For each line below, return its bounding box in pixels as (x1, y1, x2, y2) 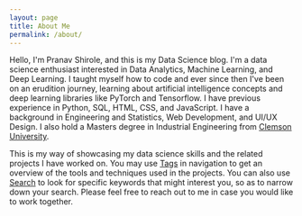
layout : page (9, 13, 59, 22)
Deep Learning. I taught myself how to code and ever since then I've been (9, 74, 285, 85)
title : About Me (9, 22, 70, 31)
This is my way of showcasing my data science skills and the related (9, 148, 263, 159)
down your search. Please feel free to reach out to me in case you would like (9, 186, 294, 198)
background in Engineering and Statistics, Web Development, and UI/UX (9, 112, 278, 122)
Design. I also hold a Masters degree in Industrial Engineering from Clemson (9, 121, 292, 132)
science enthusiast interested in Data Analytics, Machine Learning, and (9, 64, 273, 75)
